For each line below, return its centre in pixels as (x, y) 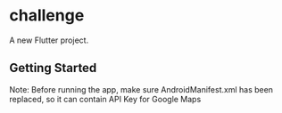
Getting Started (53, 68)
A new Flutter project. (49, 40)
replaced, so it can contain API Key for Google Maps (105, 99)
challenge (47, 16)
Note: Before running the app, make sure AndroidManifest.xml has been (141, 89)
